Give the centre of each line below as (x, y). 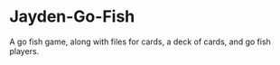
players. (24, 51)
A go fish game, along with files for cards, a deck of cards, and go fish (140, 42)
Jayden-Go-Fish (72, 17)
